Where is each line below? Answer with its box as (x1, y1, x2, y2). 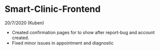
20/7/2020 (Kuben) (4, 20, 44, 26)
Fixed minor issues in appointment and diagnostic (11, 40, 114, 46)
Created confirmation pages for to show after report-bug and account (11, 29, 155, 35)
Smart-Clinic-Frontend (4, 3, 101, 15)
